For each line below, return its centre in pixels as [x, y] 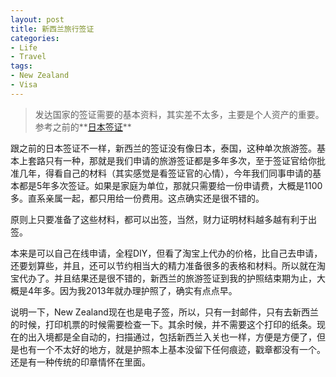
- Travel [28, 57]
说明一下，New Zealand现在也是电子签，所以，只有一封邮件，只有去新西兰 [164, 312]
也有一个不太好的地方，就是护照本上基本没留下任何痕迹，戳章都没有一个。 [172, 349]
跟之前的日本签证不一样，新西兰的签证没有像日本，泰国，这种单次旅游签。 [163, 148]
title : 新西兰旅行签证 [52, 29]
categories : [35, 38]
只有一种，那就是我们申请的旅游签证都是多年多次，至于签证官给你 [180, 160]
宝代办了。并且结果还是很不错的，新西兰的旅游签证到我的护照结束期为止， [163, 278]
